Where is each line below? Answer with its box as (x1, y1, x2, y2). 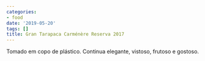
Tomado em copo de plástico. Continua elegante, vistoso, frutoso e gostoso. (6, 48, 199, 55)
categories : (6, 8, 37, 15)
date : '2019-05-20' (6, 20, 56, 26)
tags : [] (6, 25, 29, 32)
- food (6, 14, 23, 21)
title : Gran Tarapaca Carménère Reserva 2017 (6, 31, 124, 37)
